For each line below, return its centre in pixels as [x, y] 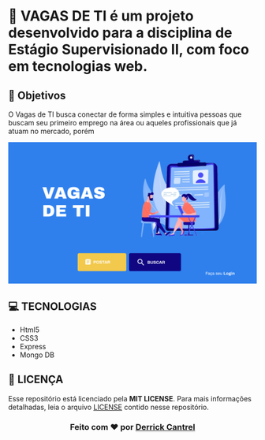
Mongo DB [37, 355]
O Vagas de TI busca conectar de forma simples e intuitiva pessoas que [125, 114]
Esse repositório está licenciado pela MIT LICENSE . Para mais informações [130, 398]
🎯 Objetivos [37, 95]
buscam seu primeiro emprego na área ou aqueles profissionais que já [123, 123]
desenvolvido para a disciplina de [120, 33]
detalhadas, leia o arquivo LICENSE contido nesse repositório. [108, 407]
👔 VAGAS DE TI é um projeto [101, 16]
